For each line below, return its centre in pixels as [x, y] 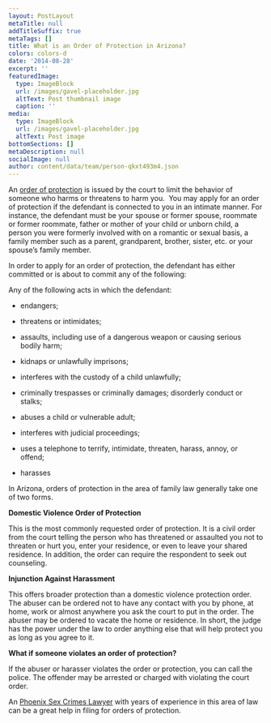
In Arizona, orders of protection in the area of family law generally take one [133, 489]
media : [19, 114]
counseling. [28, 563]
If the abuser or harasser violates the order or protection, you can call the [131, 669]
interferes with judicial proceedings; [80, 433]
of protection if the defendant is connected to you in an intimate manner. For [135, 207]
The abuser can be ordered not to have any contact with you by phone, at [131, 603]
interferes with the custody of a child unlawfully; [101, 377]
